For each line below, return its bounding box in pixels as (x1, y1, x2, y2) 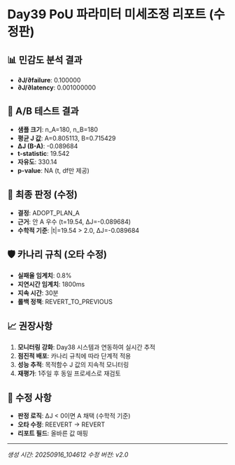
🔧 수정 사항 (7, 392, 52, 403)
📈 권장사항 (7, 320, 53, 332)
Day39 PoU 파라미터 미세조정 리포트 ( (7, 6, 214, 22)
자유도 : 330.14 (17, 157, 57, 166)
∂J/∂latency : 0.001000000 (17, 83, 97, 92)
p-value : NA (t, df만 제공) (17, 166, 90, 175)
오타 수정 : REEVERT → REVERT (17, 420, 106, 429)
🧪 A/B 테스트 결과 (7, 106, 79, 117)
